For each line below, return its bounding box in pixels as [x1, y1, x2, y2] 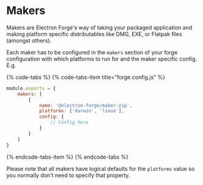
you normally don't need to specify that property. [6, 172, 130, 179]
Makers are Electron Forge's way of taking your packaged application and [6, 24, 193, 31]
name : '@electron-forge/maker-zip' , [39, 102, 133, 109]
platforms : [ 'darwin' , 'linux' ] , [39, 108, 124, 114]
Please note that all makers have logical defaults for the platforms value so [6, 165, 195, 172]
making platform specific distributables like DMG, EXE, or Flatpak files [6, 30, 182, 37]
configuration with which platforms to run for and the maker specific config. [6, 55, 197, 62]
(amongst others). [6, 37, 52, 44]
